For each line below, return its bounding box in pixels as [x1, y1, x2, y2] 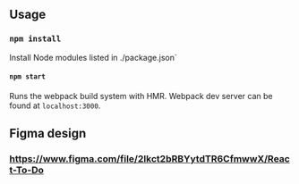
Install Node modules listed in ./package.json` [9, 52, 177, 63]
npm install [9, 34, 62, 44]
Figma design [9, 126, 87, 141]
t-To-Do [9, 164, 45, 177]
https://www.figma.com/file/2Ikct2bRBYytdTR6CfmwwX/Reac [9, 153, 291, 165]
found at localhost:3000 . [9, 100, 101, 111]
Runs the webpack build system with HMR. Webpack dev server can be [9, 90, 273, 101]
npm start [9, 72, 47, 81]
